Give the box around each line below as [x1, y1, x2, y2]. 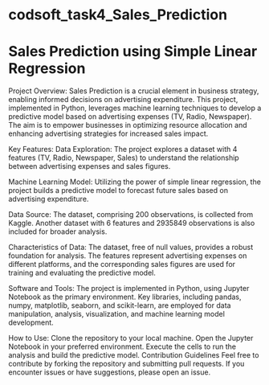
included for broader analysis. [8, 227, 108, 236]
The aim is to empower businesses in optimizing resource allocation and [8, 121, 247, 130]
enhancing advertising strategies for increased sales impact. [8, 129, 209, 138]
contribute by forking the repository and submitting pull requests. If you [8, 359, 245, 369]
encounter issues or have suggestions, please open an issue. [8, 367, 211, 377]
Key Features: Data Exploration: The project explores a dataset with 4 [8, 145, 238, 154]
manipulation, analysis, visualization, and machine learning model [8, 309, 225, 319]
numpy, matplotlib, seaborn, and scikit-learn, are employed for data [8, 301, 231, 310]
